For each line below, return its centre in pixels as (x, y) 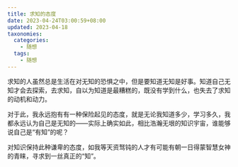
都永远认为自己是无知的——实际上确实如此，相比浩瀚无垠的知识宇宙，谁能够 (119, 123)
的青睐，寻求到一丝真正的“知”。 (54, 156)
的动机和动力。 (29, 99)
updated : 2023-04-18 (38, 27)
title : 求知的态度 (32, 14)
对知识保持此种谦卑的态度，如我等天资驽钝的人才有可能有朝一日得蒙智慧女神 (119, 147)
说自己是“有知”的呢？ (38, 131)
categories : (32, 41)
